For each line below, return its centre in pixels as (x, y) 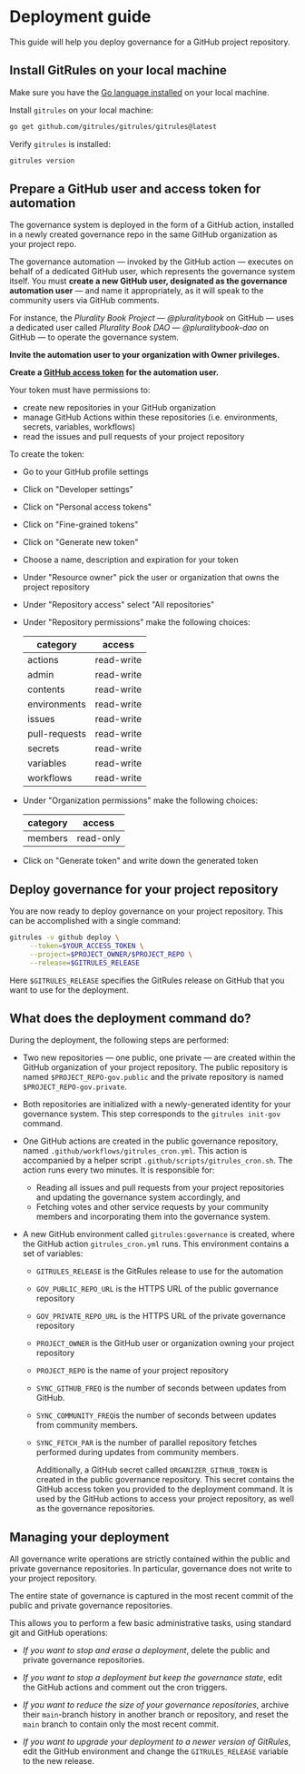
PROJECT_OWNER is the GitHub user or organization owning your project (165, 1343)
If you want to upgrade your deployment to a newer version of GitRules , (157, 1742)
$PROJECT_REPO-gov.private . (74, 1086)
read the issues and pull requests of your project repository (133, 437)
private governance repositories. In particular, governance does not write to (151, 1569)
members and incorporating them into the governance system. (153, 1217)
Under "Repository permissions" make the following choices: (137, 622)
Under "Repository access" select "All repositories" (118, 605)
